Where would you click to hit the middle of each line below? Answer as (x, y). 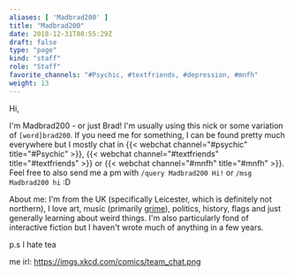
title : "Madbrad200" (47, 26)
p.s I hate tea (33, 244)
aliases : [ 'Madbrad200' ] (59, 17)
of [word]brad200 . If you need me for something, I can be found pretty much (147, 134)
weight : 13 (29, 83)
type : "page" (33, 50)
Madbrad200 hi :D (40, 181)
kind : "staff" (35, 58)
